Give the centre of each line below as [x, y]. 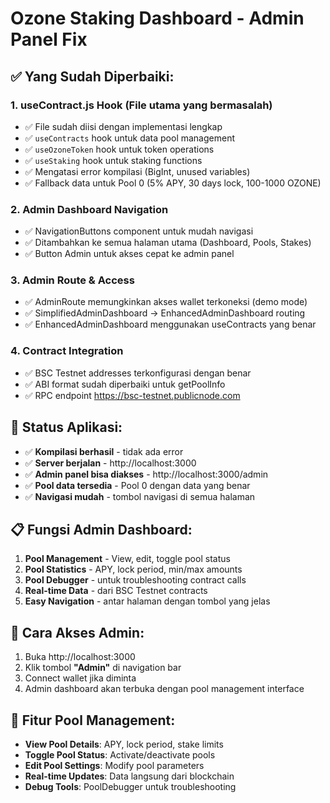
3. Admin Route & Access [72, 280]
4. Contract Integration [67, 351]
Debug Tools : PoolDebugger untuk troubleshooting [130, 787]
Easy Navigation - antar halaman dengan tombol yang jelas [147, 601]
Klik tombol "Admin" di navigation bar [103, 668]
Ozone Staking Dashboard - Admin [157, 18]
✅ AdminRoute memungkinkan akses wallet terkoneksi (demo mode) [166, 302]
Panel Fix [49, 39]
